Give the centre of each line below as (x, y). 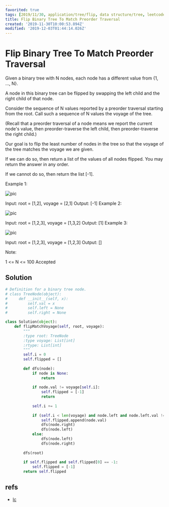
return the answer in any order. (37, 165)
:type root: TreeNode (46, 336)
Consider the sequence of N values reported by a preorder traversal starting (84, 108)
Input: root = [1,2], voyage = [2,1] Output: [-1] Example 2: (63, 203)
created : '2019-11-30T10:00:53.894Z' (45, 24)
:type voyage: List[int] (49, 340)
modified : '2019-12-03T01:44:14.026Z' (46, 29)
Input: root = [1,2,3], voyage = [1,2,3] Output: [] (54, 243)
